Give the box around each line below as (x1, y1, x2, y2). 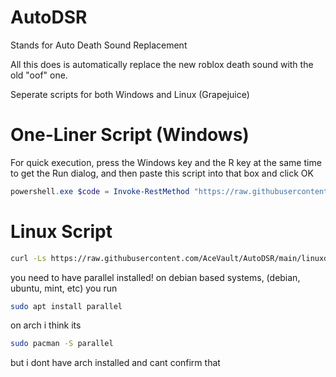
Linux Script (10, 220, 113, 243)
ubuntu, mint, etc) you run (10, 282, 118, 294)
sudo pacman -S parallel (10, 339, 114, 349)
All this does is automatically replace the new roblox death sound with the (10, 58, 314, 70)
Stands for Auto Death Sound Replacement (10, 39, 188, 51)
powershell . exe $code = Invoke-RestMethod (10, 186, 190, 196)
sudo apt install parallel (10, 301, 123, 311)
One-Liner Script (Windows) (10, 124, 250, 146)
